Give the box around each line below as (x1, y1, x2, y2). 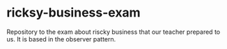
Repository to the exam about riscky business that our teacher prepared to (6, 28, 221, 36)
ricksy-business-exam (6, 5, 141, 21)
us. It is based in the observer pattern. (6, 35, 116, 43)
